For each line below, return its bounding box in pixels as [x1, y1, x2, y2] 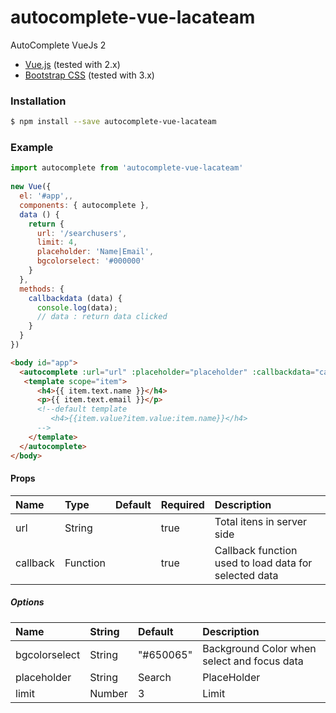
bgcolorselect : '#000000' [36, 256, 145, 266]
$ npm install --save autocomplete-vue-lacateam [10, 117, 217, 127]
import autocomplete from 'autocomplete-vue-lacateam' [10, 163, 244, 173]
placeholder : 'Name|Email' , [36, 247, 155, 257]
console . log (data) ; [36, 302, 118, 313]
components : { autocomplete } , [19, 200, 150, 210]
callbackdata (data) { [28, 293, 123, 303]
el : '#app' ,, [19, 191, 74, 201]
